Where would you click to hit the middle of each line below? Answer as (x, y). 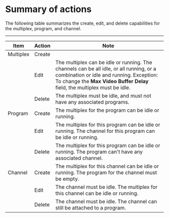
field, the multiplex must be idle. (93, 88)
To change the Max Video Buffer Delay (102, 81)
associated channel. (79, 158)
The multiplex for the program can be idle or (107, 110)
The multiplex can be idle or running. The (104, 62)
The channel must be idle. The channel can (106, 201)
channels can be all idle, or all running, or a (106, 68)
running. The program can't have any (99, 152)
